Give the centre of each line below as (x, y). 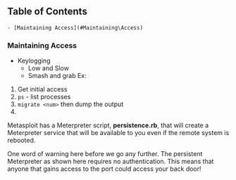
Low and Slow (48, 68)
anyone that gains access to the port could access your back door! (105, 169)
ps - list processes (44, 97)
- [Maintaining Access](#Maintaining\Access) (75, 27)
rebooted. (21, 141)
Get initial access (42, 89)
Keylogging (34, 61)
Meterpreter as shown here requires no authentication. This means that (111, 162)
